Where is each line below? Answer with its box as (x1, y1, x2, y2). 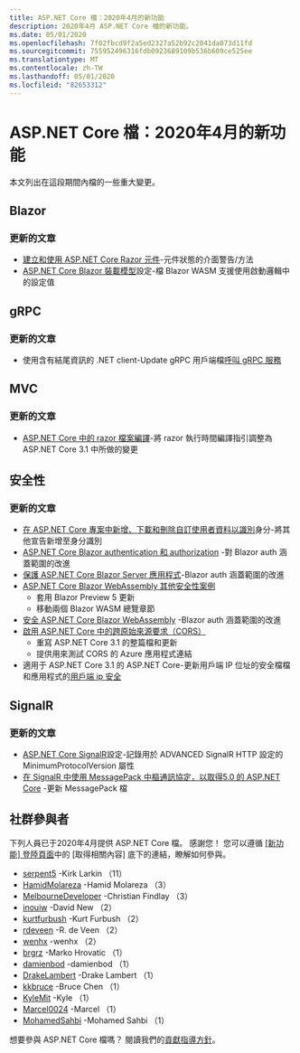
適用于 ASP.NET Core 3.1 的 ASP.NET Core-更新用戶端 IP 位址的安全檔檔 (22, 660, 291, 671)
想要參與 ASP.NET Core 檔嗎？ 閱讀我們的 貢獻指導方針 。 (9, 1034, 220, 1045)
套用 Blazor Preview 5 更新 (35, 592, 136, 603)
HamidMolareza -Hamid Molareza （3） (22, 879, 172, 890)
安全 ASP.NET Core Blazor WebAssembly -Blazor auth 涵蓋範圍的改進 (22, 615, 282, 625)
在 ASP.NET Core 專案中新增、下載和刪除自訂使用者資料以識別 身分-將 (22, 524, 283, 535)
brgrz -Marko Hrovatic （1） (22, 946, 127, 958)
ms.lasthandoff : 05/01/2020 (9, 72, 116, 81)
